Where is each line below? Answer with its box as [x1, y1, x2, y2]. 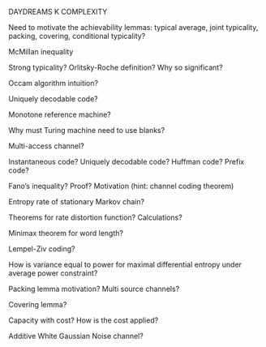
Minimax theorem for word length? [8, 229, 124, 238]
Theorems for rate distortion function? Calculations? [8, 212, 182, 222]
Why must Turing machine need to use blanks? [8, 126, 165, 135]
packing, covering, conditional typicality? [8, 32, 146, 41]
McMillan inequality [8, 47, 74, 56]
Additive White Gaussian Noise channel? [8, 332, 144, 341]
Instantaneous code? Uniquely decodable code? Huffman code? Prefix [8, 157, 245, 166]
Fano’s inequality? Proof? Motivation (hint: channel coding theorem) [8, 182, 234, 191]
